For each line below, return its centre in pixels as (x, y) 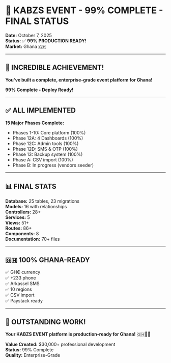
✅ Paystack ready (24, 301)
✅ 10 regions (19, 289)
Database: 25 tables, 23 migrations (42, 201)
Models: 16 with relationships (36, 207)
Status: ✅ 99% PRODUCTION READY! (46, 41)
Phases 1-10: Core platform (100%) (49, 132)
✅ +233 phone (21, 278)
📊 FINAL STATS (31, 186)
